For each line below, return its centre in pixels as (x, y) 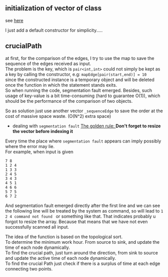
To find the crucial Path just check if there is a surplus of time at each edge (83, 263)
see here (14, 20)
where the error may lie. (30, 146)
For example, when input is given (39, 152)
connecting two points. (29, 268)
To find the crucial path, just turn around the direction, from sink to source (81, 253)
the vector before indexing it (43, 131)
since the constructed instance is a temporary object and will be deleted (80, 80)
